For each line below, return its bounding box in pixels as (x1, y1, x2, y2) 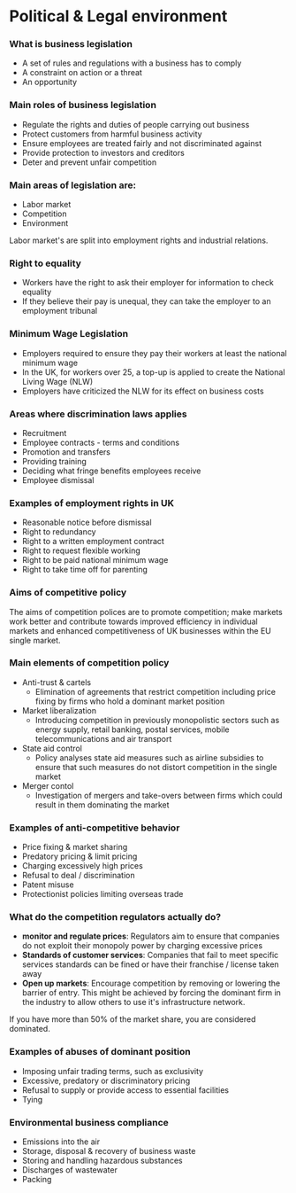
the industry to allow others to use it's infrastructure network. (21, 997, 246, 1008)
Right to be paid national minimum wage (21, 555, 169, 565)
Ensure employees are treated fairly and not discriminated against (21, 137, 262, 148)
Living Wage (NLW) (21, 376, 94, 386)
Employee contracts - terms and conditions (21, 437, 179, 448)
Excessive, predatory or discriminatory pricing (21, 1075, 191, 1086)
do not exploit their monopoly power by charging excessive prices (21, 940, 263, 951)
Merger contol (21, 780, 74, 791)
